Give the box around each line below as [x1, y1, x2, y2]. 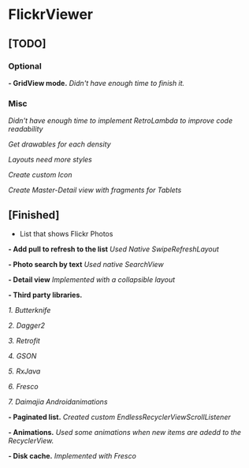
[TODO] [8, 37, 46, 50]
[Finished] [8, 208, 60, 221]
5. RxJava [8, 366, 41, 376]
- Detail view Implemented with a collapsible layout [8, 274, 176, 284]
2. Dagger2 [8, 321, 46, 330]
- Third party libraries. [8, 290, 83, 299]
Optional [8, 61, 42, 72]
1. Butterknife [8, 305, 51, 314]
